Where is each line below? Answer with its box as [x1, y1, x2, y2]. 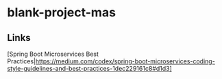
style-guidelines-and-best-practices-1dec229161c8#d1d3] [7, 65, 173, 72]
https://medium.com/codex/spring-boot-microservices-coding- [35, 57, 216, 65]
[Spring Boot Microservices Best [7, 50, 99, 58]
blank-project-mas [7, 5, 116, 20]
